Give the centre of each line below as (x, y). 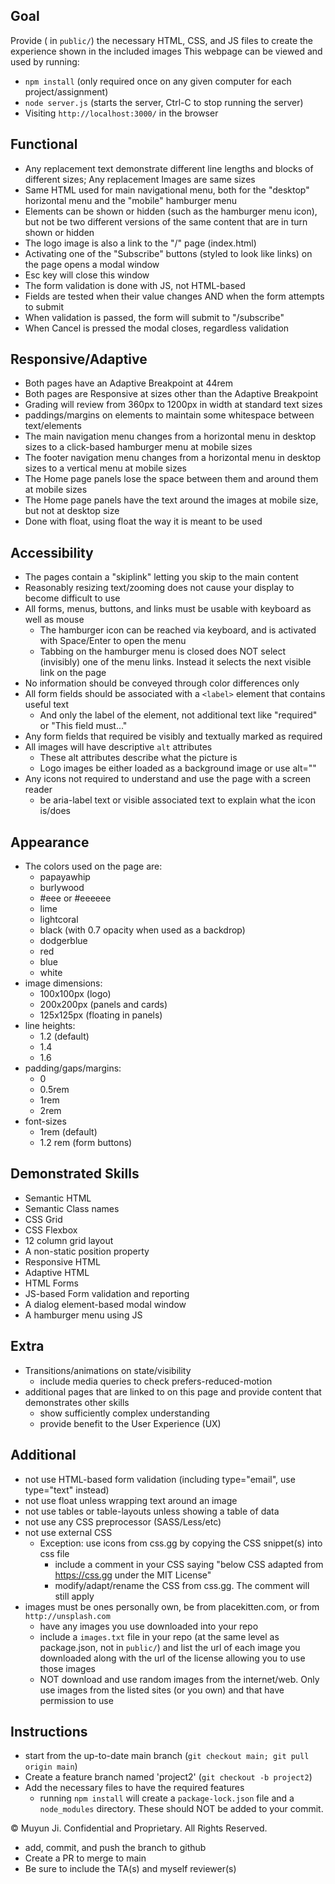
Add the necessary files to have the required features (134, 1788)
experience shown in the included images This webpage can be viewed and (166, 51)
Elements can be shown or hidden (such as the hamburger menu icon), (171, 211)
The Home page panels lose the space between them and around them (171, 479)
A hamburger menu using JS (83, 1315)
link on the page (73, 673)
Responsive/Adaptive (79, 359)
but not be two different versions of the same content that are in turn (166, 221)
